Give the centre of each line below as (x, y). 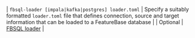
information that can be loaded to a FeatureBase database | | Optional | (95, 22)
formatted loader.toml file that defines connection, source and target (93, 16)
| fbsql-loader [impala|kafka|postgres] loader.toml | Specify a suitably (98, 9)
